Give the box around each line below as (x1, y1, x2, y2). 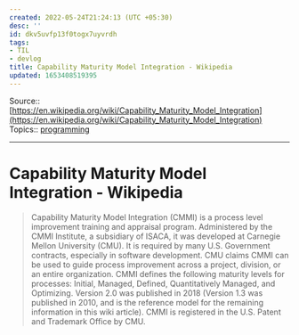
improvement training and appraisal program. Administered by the (30, 221, 273, 232)
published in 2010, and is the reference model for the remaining (30, 297, 264, 307)
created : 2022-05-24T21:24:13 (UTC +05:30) (9, 12, 174, 22)
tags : (9, 37, 29, 47)
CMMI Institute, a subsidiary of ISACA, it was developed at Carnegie (30, 231, 281, 241)
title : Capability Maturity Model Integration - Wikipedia (9, 63, 233, 72)
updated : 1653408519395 (9, 71, 98, 80)
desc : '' (9, 21, 42, 30)
